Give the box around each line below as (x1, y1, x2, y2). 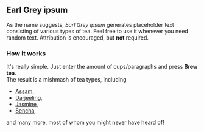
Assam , (15, 88, 35, 95)
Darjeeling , (15, 94, 43, 102)
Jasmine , (15, 100, 38, 108)
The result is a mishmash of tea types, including (6, 76, 127, 83)
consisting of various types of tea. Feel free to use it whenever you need (6, 27, 189, 35)
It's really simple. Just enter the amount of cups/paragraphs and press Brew (6, 63, 198, 71)
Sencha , (15, 107, 37, 114)
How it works (6, 49, 46, 57)
